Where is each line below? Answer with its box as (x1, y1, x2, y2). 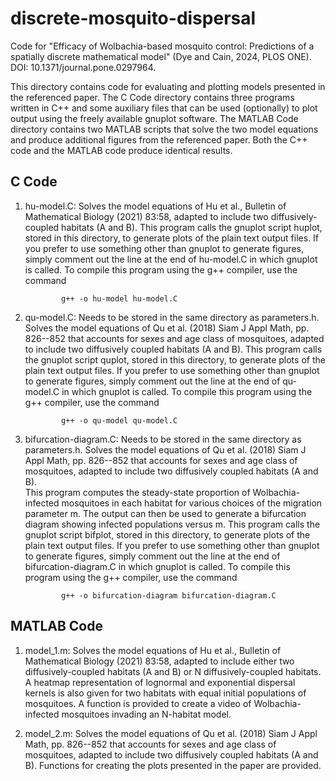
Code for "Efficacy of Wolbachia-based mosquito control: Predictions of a (10, 40, 315, 52)
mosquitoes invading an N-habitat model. (61, 708, 232, 720)
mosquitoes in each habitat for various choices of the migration (61, 497, 323, 509)
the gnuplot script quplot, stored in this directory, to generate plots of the (24, 353, 326, 366)
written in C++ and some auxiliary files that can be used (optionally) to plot (10, 102, 318, 114)
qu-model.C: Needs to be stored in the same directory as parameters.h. (24, 311, 320, 323)
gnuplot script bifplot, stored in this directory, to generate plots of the (24, 528, 311, 541)
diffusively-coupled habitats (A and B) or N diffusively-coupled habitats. (24, 665, 322, 677)
